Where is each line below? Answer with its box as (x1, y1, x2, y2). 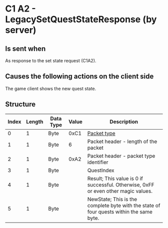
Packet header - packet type (87, 152, 155, 159)
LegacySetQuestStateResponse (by (5, 14, 157, 25)
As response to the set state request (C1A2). (5, 58, 96, 63)
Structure (5, 100, 36, 108)
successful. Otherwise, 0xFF (87, 181, 154, 188)
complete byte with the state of (87, 202, 160, 209)
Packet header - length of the (87, 138, 157, 145)
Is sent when (5, 44, 46, 53)
